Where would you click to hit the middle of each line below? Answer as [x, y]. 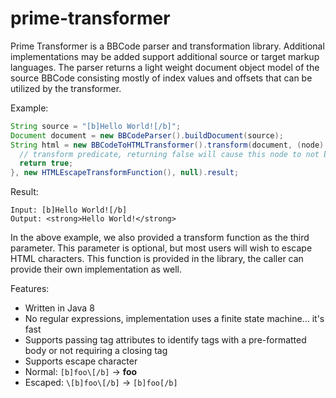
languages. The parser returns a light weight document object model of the [165, 67]
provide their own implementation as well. [96, 269]
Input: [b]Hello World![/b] [69, 210]
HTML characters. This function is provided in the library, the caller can [157, 259]
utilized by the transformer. [66, 88]
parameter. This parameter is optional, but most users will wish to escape [161, 248]
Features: [30, 289]
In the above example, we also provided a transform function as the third [160, 238]
